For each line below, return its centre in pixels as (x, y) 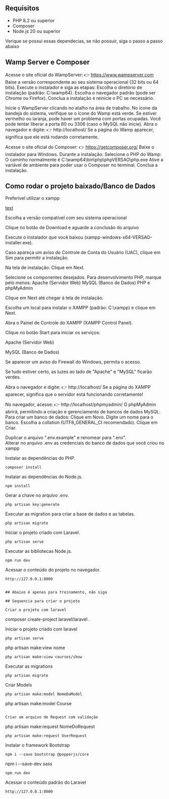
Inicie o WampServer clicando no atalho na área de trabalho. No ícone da (81, 108)
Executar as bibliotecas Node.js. (39, 551)
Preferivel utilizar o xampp (33, 198)
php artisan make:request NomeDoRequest (50, 727)
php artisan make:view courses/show (44, 657)
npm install (18, 486)
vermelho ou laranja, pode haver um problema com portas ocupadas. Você (83, 119)
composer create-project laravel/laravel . (48, 619)
